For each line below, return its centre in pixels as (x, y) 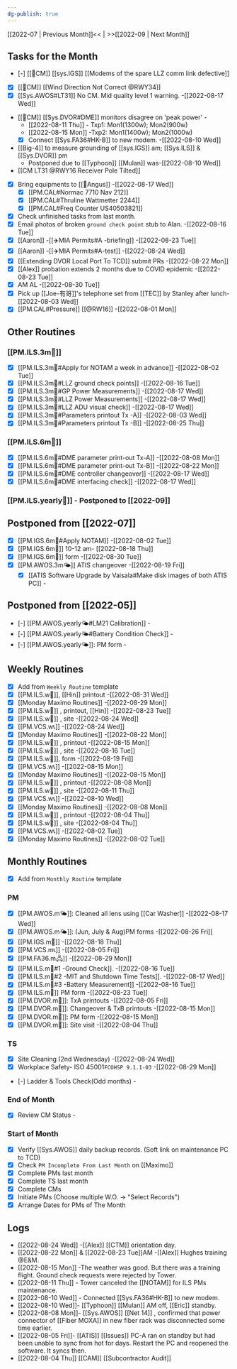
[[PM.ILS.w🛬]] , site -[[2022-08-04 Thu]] (77, 823)
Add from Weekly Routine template (68, 687)
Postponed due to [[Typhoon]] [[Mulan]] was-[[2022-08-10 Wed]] (125, 163)
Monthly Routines (47, 862)
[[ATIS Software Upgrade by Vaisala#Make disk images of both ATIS (128, 575)
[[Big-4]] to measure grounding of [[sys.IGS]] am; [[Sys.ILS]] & (109, 148)
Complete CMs (39, 1189)
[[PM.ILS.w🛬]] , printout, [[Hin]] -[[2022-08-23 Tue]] (94, 710)
